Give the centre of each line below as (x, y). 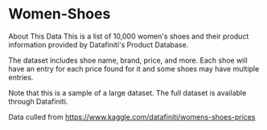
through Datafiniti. (38, 101)
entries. (21, 77)
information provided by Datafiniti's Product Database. (99, 44)
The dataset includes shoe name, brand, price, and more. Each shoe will (128, 60)
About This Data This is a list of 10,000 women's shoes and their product (129, 36)
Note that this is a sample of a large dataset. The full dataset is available (127, 92)
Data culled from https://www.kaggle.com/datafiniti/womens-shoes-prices (132, 116)
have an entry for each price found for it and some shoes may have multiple (134, 68)
